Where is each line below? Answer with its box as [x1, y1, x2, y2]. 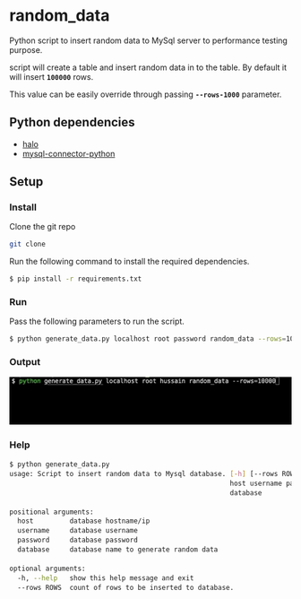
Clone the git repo [9, 221, 76, 232]
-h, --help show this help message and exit [17, 573, 194, 583]
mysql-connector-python [21, 148, 116, 159]
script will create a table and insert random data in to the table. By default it [9, 62, 288, 73]
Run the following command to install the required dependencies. [9, 256, 250, 267]
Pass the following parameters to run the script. [9, 316, 185, 327]
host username [229, 479, 282, 488]
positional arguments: [9, 508, 94, 517]
